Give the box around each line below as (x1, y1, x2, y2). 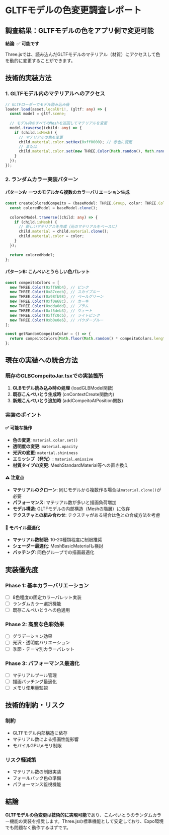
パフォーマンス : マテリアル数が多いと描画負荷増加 (12, 499, 117, 506)
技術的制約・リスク (5, 701, 65, 709)
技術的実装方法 (5, 74, 52, 82)
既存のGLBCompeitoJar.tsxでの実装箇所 (5, 372, 104, 379)
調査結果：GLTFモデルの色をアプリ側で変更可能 (5, 26, 154, 35)
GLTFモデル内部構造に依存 (12, 730, 68, 736)
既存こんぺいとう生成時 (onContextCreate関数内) (12, 391, 115, 397)
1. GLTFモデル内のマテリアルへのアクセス (5, 90, 106, 97)
